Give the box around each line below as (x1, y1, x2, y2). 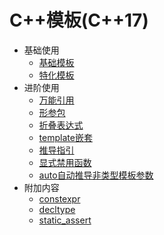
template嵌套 (38, 131, 93, 143)
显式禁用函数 (38, 156, 92, 168)
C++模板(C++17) (9, 9, 149, 32)
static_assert (38, 214, 92, 226)
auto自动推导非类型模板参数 (38, 169, 154, 181)
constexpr (38, 192, 81, 205)
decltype (38, 203, 76, 215)
